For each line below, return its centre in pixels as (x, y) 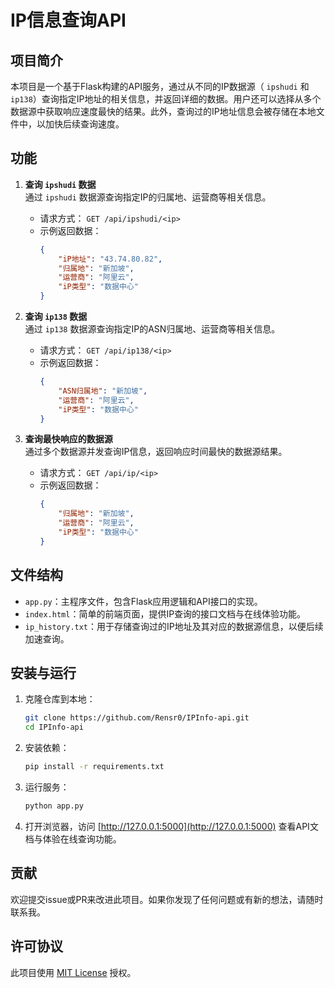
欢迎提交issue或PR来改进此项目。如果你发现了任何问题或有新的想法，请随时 (167, 899)
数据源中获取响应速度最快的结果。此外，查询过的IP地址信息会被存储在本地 (163, 111)
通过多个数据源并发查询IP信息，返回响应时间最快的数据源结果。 (156, 452)
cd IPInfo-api (54, 727)
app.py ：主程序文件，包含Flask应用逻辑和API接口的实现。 (143, 601)
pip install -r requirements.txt (94, 767)
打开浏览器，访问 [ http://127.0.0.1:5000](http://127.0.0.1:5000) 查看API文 (171, 826)
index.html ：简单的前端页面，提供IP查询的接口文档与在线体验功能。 (165, 613)
